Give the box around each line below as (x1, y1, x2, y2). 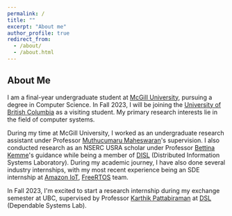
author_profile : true (7, 29, 70, 37)
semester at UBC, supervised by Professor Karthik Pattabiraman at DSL (7, 194, 212, 202)
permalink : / (7, 10, 45, 17)
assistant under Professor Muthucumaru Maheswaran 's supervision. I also (7, 136, 220, 144)
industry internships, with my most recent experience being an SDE (7, 165, 200, 174)
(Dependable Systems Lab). (7, 201, 87, 209)
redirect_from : (7, 36, 51, 43)
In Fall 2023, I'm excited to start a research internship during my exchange (7, 186, 220, 194)
